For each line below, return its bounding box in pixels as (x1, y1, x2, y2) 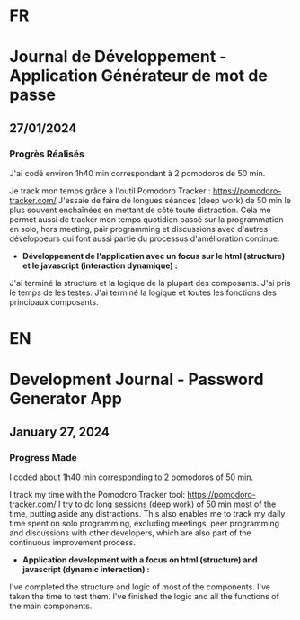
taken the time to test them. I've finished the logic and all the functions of (9, 591, 280, 602)
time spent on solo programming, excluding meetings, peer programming (9, 518, 280, 529)
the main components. (9, 600, 93, 612)
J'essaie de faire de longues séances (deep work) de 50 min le (57, 195, 292, 206)
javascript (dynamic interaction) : (22, 564, 150, 575)
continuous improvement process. (9, 537, 137, 548)
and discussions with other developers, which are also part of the (9, 527, 251, 538)
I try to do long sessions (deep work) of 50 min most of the (57, 499, 277, 509)
